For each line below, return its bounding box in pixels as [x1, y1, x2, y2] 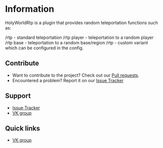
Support [5, 92, 31, 100]
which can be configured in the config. [5, 45, 84, 51]
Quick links [5, 124, 40, 132]
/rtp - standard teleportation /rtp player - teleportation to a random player [5, 34, 154, 40]
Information [5, 3, 54, 15]
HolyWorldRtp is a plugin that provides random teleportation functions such [5, 20, 159, 26]
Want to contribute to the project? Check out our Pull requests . [12, 72, 139, 78]
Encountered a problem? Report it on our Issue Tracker [12, 77, 124, 83]
